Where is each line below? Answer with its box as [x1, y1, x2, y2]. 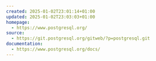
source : [6, 30, 25, 36]
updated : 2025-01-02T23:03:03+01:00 [6, 14, 95, 20]
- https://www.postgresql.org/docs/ [11, 46, 100, 52]
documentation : [6, 41, 43, 47]
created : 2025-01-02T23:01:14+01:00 [6, 8, 95, 15]
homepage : [6, 19, 30, 25]
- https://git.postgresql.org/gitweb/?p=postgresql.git [11, 35, 150, 41]
